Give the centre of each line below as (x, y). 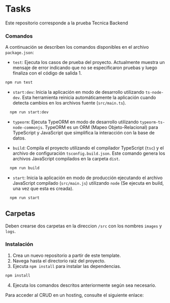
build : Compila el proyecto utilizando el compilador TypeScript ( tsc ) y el (88, 148)
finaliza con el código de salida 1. (47, 73)
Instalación (19, 244)
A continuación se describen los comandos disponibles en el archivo (77, 47)
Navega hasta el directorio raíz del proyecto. (59, 261)
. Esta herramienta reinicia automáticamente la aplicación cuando (88, 97)
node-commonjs (27, 127)
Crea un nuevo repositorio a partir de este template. (67, 255)
